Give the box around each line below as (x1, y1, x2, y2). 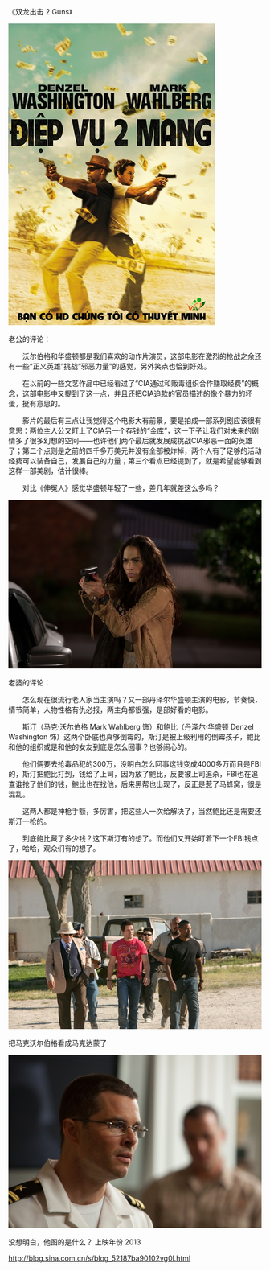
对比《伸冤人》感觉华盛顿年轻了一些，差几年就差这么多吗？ (22, 483, 219, 492)
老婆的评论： (8, 678, 51, 687)
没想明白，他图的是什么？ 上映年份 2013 (8, 1237, 141, 1247)
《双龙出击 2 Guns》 (8, 7, 73, 16)
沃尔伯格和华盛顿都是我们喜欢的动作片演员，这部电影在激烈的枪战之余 (22, 352, 255, 360)
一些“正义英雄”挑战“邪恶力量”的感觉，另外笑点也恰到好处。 (14, 361, 211, 371)
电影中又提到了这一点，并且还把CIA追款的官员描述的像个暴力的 (35, 389, 246, 398)
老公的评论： (8, 335, 51, 343)
